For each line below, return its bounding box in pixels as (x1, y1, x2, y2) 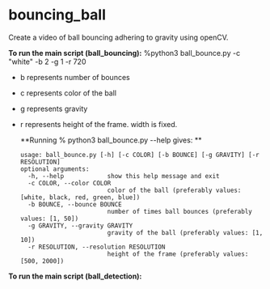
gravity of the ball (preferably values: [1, (107, 228, 264, 236)
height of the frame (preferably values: (107, 249, 249, 258)
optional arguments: (19, 164, 90, 173)
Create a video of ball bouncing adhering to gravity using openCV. (8, 32, 229, 42)
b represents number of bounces (19, 72, 131, 82)
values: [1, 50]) (19, 215, 79, 223)
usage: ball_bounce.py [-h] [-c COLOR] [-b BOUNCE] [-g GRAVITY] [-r (19, 151, 260, 159)
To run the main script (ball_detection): (8, 271, 142, 281)
